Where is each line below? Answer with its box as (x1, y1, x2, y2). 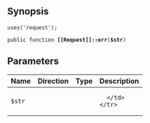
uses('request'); (7, 24, 58, 31)
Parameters (7, 55, 59, 67)
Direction (37, 76, 69, 86)
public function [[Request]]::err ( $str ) (7, 36, 127, 43)
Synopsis (7, 6, 49, 17)
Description (99, 76, 140, 86)
